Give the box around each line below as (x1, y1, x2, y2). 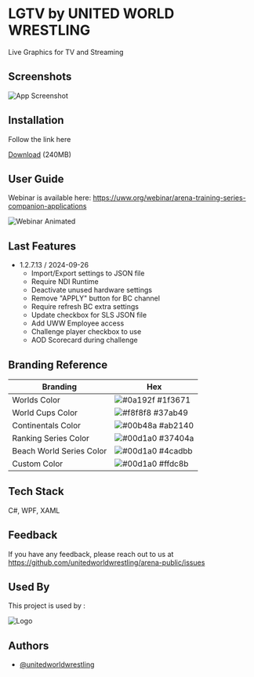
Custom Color (12, 458, 63, 469)
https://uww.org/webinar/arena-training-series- (93, 193, 247, 202)
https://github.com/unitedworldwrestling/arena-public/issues (8, 558, 205, 567)
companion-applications (8, 202, 87, 211)
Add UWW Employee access (31, 318, 125, 328)
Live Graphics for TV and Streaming (8, 47, 124, 56)
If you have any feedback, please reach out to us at (8, 549, 174, 559)
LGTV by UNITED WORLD (8, 5, 175, 23)
